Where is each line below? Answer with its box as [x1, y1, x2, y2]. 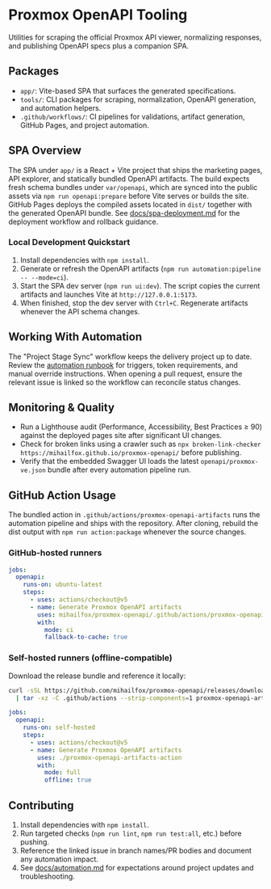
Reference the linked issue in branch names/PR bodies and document [19, 845, 252, 855]
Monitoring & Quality [8, 401, 115, 415]
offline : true [44, 776, 92, 785]
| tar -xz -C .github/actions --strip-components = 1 [15, 693, 194, 702]
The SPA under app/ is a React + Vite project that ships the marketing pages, [8, 165, 263, 175]
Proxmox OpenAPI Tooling [8, 6, 188, 24]
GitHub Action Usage [8, 488, 117, 502]
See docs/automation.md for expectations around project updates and [19, 862, 254, 872]
